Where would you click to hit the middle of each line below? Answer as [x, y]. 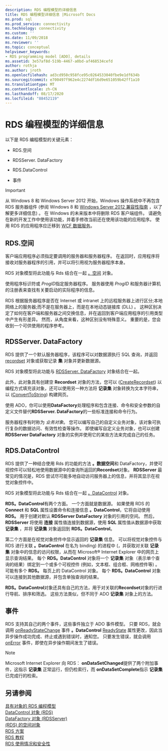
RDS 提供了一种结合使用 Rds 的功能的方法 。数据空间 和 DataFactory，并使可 [84, 463]
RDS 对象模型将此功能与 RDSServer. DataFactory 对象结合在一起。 [74, 371]
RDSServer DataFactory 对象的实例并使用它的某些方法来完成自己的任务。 [81, 435]
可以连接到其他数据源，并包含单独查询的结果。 [53, 577]
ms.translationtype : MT [30, 84]
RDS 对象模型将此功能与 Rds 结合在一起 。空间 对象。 [60, 273]
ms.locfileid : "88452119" [32, 98]
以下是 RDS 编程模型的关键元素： [39, 140]
